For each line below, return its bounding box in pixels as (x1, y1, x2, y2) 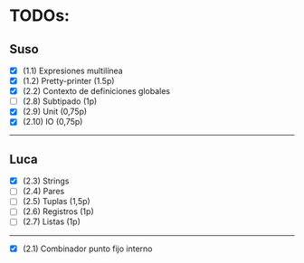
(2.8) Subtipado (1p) (22, 96, 98, 107)
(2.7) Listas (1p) (22, 216, 81, 227)
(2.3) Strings (22, 175, 70, 186)
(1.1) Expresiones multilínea (22, 65, 124, 76)
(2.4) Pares (22, 186, 65, 197)
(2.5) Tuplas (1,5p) (22, 196, 90, 207)
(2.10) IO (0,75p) (22, 117, 83, 127)
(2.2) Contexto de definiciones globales (22, 86, 170, 97)
